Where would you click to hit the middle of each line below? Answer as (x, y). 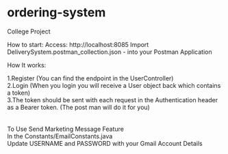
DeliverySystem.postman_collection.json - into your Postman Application (110, 52)
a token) (19, 93)
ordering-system (56, 13)
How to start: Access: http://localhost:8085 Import (78, 44)
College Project (29, 31)
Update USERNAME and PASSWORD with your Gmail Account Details (105, 143)
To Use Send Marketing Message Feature (66, 129)
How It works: (27, 65)
